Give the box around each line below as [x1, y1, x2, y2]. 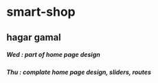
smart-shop [6, 4, 76, 20]
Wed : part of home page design [6, 51, 100, 59]
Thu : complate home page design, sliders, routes [6, 68, 152, 76]
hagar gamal [6, 32, 61, 43]
